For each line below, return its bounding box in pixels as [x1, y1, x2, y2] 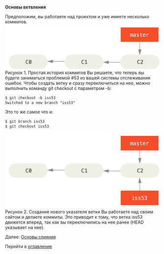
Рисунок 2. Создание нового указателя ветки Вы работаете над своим [5, 208, 153, 215]
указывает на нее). [5, 224, 45, 230]
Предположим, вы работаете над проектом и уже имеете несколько [5, 14, 149, 19]
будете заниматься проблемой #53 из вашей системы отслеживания [5, 75, 151, 81]
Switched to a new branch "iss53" [5, 101, 76, 105]
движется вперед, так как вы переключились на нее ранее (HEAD [5, 219, 144, 225]
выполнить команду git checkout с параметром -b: [5, 85, 112, 91]
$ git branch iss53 [5, 119, 45, 124]
